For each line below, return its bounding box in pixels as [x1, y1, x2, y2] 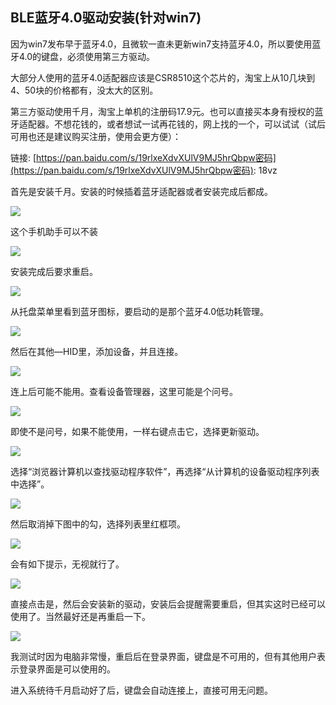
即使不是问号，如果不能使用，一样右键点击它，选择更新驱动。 [10, 425, 265, 437]
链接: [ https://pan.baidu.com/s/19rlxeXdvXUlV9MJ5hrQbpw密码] [10, 151, 277, 163]
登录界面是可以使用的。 [18, 663, 116, 675]
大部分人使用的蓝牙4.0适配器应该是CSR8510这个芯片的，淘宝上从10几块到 [10, 71, 316, 83]
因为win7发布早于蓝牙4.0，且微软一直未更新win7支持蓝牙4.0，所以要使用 [10, 38, 313, 50]
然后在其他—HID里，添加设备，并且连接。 [10, 345, 184, 357]
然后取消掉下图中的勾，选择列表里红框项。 [10, 518, 186, 530]
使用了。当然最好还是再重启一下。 [10, 610, 151, 622]
